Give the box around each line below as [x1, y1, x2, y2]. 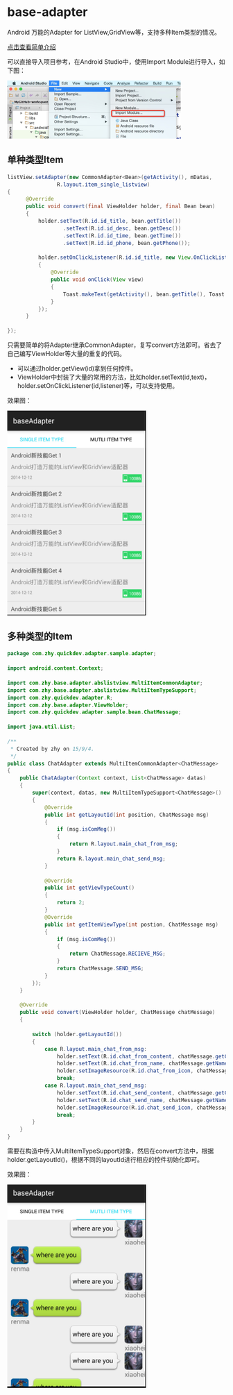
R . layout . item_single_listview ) [56, 181, 150, 188]
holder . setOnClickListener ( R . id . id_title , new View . [37, 254, 194, 261]
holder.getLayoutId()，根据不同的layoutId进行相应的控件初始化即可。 [7, 1156, 203, 1164]
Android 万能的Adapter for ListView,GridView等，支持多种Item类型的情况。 [7, 28, 221, 36]
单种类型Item [7, 154, 64, 166]
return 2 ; [56, 899, 85, 906]
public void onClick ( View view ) [51, 276, 144, 283]
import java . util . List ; [7, 723, 76, 731]
